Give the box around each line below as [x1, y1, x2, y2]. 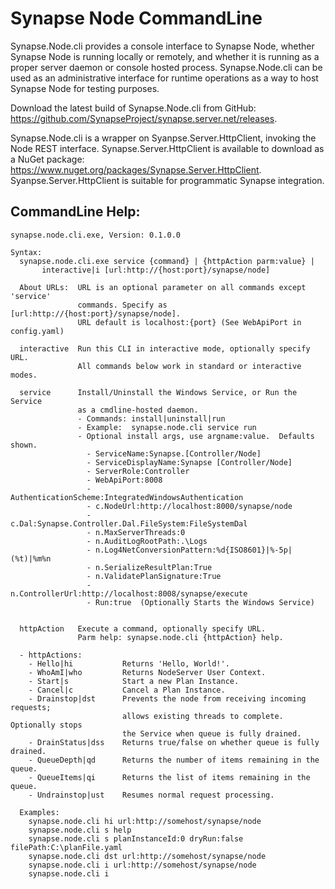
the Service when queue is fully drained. [121, 728, 302, 739]
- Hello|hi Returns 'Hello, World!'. [28, 658, 230, 669]
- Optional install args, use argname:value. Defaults [77, 431, 315, 441]
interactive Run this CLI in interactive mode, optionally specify [19, 343, 311, 354]
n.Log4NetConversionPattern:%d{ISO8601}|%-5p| [95, 545, 293, 555]
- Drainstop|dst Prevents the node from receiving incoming [28, 693, 307, 704]
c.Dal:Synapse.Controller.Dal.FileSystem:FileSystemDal [10, 518, 248, 529]
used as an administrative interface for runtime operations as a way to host [10, 72, 319, 84]
